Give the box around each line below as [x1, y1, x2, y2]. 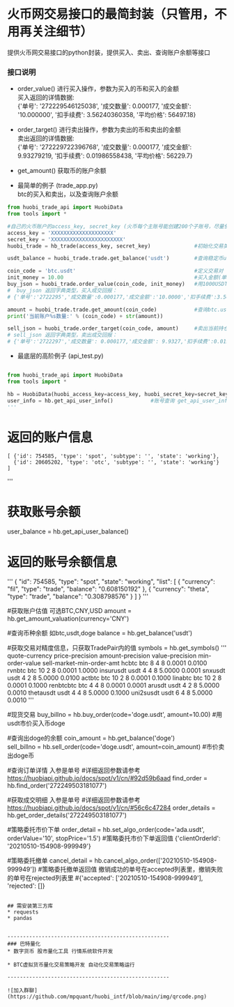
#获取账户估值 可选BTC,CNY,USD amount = [7, 607, 132, 615]
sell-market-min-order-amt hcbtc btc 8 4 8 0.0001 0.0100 [42, 659, 208, 667]
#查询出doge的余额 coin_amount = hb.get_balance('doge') [7, 734, 175, 743]
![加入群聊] [7, 987, 38, 994]
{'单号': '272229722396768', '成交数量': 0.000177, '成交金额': [17, 143, 192, 151]
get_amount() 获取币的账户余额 [17, 167, 107, 175]
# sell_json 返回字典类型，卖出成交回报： [7, 332, 118, 339]
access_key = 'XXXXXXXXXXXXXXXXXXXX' [7, 229, 117, 236]
